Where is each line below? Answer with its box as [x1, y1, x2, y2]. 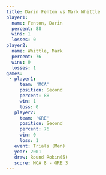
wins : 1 [11, 31, 31, 37]
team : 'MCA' [19, 82, 50, 88]
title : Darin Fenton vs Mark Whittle [6, 8, 101, 15]
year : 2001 [14, 149, 42, 155]
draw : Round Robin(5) [14, 154, 68, 160]
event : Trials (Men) [14, 143, 66, 149]
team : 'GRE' [19, 115, 50, 121]
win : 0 [19, 132, 36, 138]
